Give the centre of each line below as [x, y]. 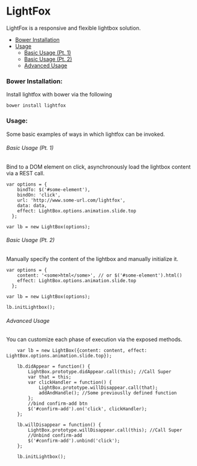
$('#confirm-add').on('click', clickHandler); [88, 409]
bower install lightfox [36, 106]
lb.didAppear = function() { [54, 366]
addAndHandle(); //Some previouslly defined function [108, 393]
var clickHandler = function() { [70, 383]
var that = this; [50, 377]
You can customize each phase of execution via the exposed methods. [94, 339]
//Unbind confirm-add [55, 436]
